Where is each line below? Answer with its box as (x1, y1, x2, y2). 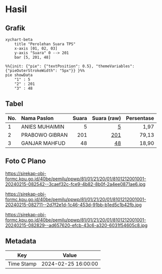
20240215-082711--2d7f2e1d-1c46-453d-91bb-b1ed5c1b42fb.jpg (5, 202, 142, 208)
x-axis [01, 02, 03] (14, 46, 58, 51)
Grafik (5, 24, 25, 32)
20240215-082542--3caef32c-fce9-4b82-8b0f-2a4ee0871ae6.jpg (5, 181, 146, 187)
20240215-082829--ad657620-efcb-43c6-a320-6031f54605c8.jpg (5, 222, 148, 228)
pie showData (5, 72, 33, 77)
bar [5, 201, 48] (14, 55, 51, 60)
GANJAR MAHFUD (21, 139, 66, 146)
